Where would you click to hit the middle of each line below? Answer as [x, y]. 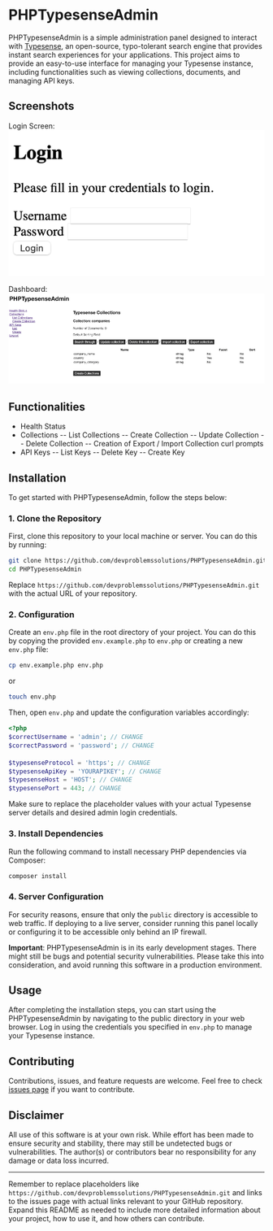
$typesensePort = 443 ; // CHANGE [65, 789]
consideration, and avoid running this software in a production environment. [135, 964]
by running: [28, 545]
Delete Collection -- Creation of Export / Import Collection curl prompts [145, 444]
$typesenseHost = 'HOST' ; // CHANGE [70, 780]
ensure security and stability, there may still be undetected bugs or [120, 1143]
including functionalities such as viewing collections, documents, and [125, 72]
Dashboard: [28, 289]
